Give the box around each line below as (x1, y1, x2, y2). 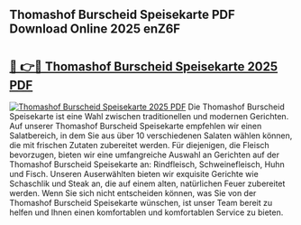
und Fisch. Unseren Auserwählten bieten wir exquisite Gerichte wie (9, 169, 259, 179)
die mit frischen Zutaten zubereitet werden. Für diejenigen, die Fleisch (9, 140, 270, 150)
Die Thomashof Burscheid (187, 101, 286, 112)
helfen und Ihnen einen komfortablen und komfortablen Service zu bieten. (9, 207, 284, 218)
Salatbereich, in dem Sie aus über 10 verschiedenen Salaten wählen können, (9, 130, 293, 141)
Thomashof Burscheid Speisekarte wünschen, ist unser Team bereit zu (9, 198, 273, 208)
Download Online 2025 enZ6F (9, 22, 181, 37)
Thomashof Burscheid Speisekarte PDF (9, 7, 236, 23)
